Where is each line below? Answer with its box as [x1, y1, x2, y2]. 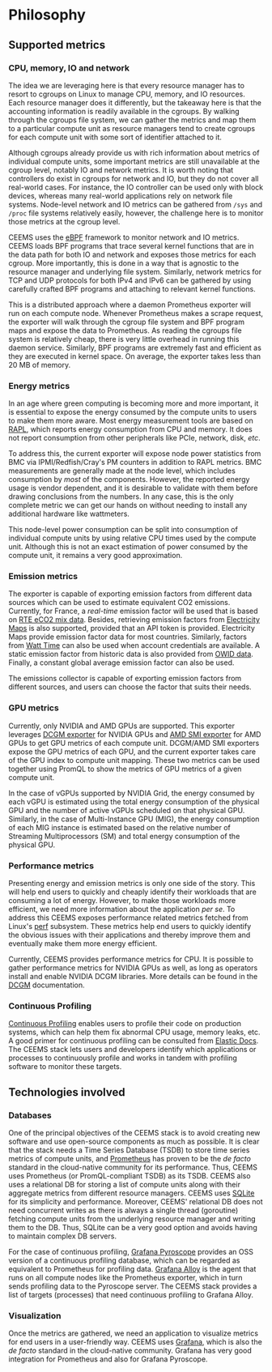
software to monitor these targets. [8, 1062, 122, 1072]
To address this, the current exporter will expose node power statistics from [8, 449, 261, 458]
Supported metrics [8, 38, 106, 52]
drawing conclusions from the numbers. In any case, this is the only [8, 492, 234, 501]
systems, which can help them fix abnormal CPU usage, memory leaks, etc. [8, 1027, 261, 1038]
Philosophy [8, 6, 87, 24]
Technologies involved [8, 1085, 125, 1099]
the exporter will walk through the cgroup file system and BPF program [8, 317, 245, 326]
